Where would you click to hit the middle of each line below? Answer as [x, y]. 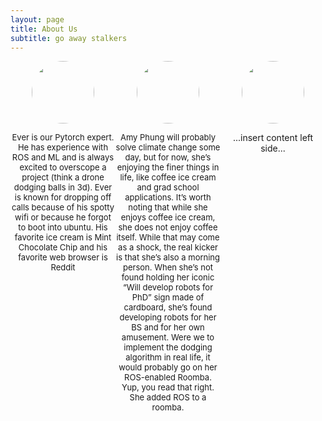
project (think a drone [63, 177]
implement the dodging [168, 347]
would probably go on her [168, 367]
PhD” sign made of [168, 297]
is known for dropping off [63, 197]
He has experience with [63, 147]
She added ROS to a [168, 397]
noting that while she [168, 207]
